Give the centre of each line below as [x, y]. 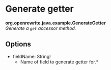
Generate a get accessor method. [41, 28]
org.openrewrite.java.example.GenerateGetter [55, 23]
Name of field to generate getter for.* [59, 62]
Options [18, 44]
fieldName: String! [32, 56]
